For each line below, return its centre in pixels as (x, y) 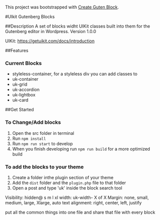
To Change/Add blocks (33, 123)
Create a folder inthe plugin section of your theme (63, 177)
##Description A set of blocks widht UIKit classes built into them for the (78, 26)
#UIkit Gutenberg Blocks (30, 16)
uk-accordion (26, 90)
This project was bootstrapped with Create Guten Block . (62, 7)
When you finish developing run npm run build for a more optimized (81, 149)
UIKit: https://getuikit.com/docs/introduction (50, 41)
